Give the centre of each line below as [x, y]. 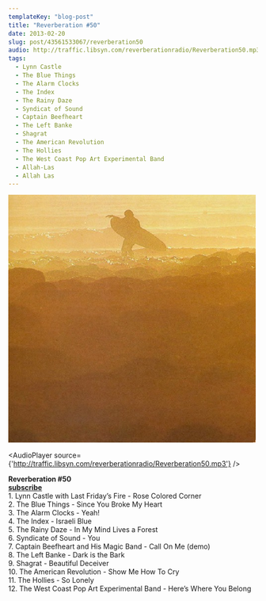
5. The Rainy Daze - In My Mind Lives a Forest [83, 530]
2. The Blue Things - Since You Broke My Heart [85, 504]
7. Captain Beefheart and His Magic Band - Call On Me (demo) [110, 546]
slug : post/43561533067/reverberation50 [76, 42]
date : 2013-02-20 [37, 33]
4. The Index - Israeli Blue [50, 521]
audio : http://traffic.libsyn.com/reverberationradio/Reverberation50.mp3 [134, 50]
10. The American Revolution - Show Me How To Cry [94, 572]
